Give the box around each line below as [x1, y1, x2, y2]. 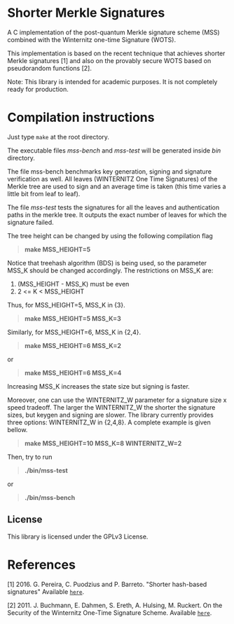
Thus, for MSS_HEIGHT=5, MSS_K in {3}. [7, 300, 125, 309]
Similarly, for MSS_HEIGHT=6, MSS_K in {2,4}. [7, 328, 142, 336]
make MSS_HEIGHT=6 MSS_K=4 [24, 368, 122, 377]
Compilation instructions [7, 110, 155, 125]
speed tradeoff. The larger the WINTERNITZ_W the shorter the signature [7, 403, 216, 411]
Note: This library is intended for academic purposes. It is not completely [7, 77, 218, 85]
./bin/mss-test [24, 466, 68, 474]
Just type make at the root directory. [7, 132, 110, 141]
